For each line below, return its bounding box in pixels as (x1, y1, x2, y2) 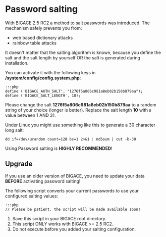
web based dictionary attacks (12, 35, 73, 41)
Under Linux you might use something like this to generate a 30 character (5, 122, 156, 128)
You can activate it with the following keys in (5, 69, 96, 75)
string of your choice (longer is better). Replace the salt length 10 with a (5, 107, 152, 113)
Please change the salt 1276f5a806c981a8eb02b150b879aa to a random (5, 101, 157, 107)
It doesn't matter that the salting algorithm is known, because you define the (5, 49, 161, 55)
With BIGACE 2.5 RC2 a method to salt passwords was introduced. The (5, 20, 150, 26)
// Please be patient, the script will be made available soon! (5, 207, 141, 212)
